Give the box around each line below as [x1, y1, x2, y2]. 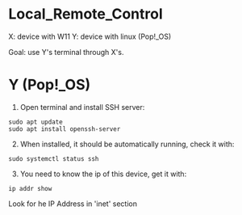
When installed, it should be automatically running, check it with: [19, 139, 235, 149]
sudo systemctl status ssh [8, 154, 99, 162]
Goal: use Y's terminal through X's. [8, 47, 124, 57]
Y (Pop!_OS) [8, 76, 91, 94]
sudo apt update [8, 118, 63, 126]
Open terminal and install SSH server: [19, 102, 145, 112]
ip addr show [8, 184, 52, 192]
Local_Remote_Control [8, 5, 163, 23]
